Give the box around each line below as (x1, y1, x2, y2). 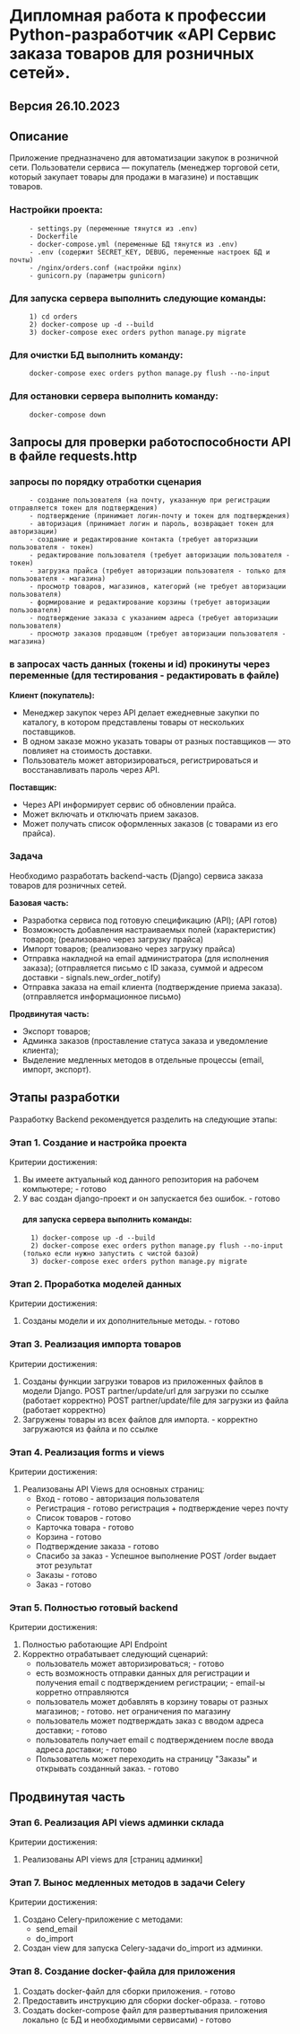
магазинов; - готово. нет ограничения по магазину (35, 1706, 231, 1717)
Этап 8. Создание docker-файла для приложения (9, 1965, 236, 1977)
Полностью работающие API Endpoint (21, 1639, 167, 1650)
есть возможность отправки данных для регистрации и (35, 1668, 251, 1679)
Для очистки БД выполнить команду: (9, 348, 184, 361)
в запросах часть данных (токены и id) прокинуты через (9, 658, 270, 671)
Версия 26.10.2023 (9, 98, 121, 113)
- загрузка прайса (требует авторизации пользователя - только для (29, 566, 287, 575)
